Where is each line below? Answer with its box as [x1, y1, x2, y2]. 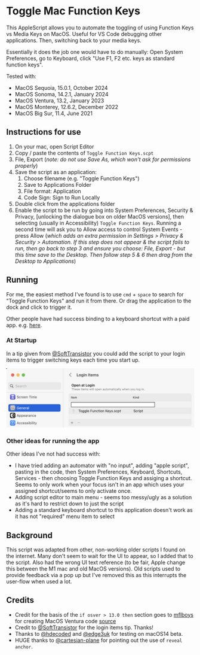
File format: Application [23, 187, 82, 195]
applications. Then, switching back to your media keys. [6, 37, 141, 44]
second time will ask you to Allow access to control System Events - [14, 226, 183, 233]
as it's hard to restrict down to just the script [14, 500, 124, 507]
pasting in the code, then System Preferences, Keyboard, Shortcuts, [14, 468, 183, 475]
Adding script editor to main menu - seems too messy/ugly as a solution [14, 494, 192, 501]
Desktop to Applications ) [14, 257, 76, 265]
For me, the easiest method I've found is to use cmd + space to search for [6, 290, 184, 298]
